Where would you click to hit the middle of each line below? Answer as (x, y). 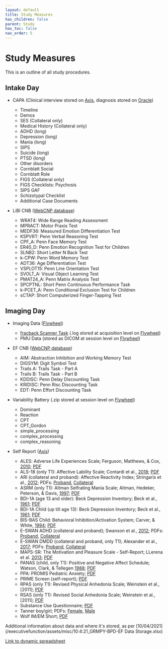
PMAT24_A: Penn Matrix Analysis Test (60, 279)
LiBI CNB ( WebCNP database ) (44, 210)
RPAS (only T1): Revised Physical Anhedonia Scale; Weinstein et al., (90, 584)
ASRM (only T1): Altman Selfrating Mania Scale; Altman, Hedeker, (88, 488)
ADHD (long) (33, 131)
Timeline (29, 110)
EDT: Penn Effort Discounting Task (56, 390)
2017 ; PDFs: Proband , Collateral (53, 546)
